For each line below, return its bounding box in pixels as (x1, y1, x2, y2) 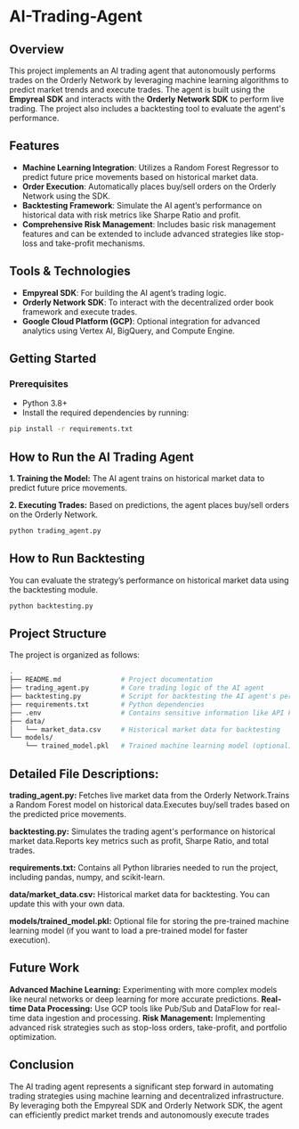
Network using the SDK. (21, 190, 111, 201)
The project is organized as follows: (9, 650, 141, 660)
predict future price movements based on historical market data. (21, 171, 259, 182)
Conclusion (9, 1058, 75, 1073)
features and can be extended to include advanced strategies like (21, 228, 263, 239)
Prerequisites (9, 377, 69, 389)
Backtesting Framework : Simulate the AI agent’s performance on (21, 200, 263, 210)
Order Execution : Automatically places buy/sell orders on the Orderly (21, 181, 277, 192)
